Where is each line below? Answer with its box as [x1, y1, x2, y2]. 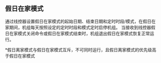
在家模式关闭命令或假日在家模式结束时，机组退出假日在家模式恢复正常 [9, 31, 150, 36]
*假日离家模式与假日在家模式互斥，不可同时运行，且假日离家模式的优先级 [5, 47, 152, 52]
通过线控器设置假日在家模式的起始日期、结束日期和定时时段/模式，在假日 [5, 18, 152, 24]
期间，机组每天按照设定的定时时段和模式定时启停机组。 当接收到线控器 [9, 24, 151, 30]
